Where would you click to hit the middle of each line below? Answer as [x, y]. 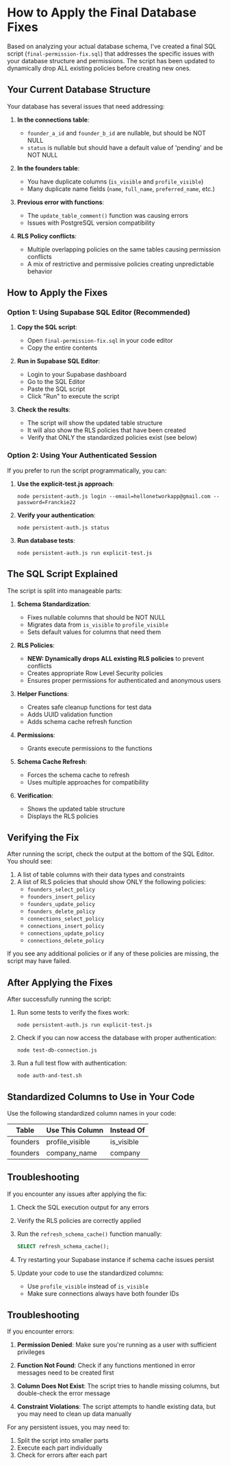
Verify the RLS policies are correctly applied [79, 1220]
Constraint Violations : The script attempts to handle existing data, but [116, 1407]
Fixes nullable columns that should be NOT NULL [97, 617]
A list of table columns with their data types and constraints [101, 875]
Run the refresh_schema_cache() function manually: [89, 1234]
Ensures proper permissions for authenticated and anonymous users [124, 680]
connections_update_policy [66, 934]
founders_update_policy [61, 905]
